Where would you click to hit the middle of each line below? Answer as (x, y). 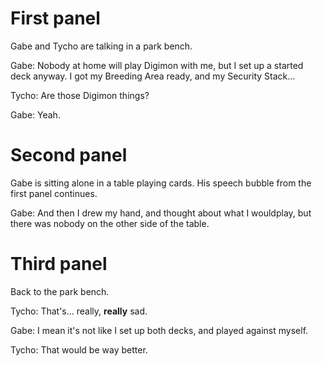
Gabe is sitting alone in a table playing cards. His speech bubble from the (161, 183)
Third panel (59, 264)
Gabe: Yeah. (35, 114)
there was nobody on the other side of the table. (110, 223)
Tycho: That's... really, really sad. (79, 311)
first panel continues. (54, 193)
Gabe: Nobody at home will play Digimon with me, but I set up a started (157, 65)
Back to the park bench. (60, 291)
